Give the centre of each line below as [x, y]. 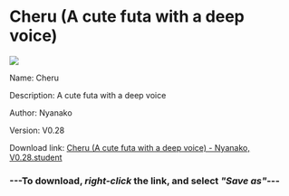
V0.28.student [36, 157]
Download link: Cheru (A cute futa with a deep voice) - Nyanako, [130, 147]
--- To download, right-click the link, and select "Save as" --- [145, 181]
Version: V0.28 [37, 130]
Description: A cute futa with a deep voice [88, 95]
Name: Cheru [34, 78]
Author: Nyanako [41, 112]
